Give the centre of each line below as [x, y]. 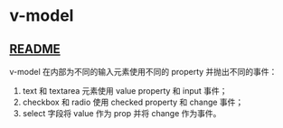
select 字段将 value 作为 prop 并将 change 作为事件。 [122, 113]
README [35, 49]
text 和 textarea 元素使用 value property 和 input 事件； [125, 91]
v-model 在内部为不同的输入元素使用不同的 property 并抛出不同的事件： [143, 72]
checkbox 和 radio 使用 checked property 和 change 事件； [133, 102]
